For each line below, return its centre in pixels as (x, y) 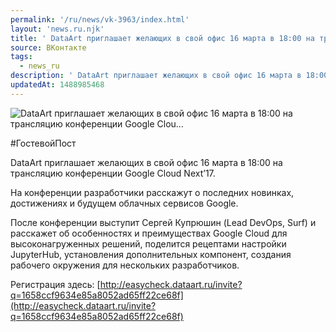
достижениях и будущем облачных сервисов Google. (124, 203)
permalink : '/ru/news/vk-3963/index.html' (100, 19)
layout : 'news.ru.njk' (57, 29)
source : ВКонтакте (48, 47)
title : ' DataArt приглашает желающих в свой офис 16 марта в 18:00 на (162, 38)
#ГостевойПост (43, 143)
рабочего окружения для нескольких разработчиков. (125, 265)
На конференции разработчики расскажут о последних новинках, (152, 192)
